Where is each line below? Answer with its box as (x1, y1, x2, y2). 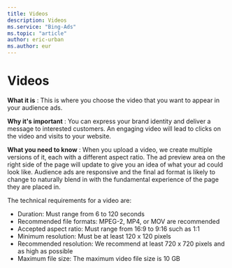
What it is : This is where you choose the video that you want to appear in (7, 96, 220, 104)
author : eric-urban (7, 36, 64, 43)
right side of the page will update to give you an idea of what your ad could (7, 160, 224, 169)
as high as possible (17, 246, 73, 255)
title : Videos (7, 10, 49, 17)
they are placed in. (7, 183, 61, 191)
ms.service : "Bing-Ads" (7, 23, 77, 30)
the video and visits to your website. (7, 132, 112, 140)
